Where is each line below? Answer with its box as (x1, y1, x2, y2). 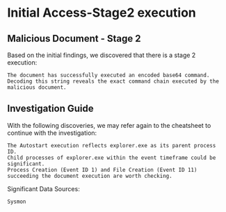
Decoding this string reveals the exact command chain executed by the (7, 78, 219, 85)
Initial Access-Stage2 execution (7, 5, 196, 21)
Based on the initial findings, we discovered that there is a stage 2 (7, 51, 196, 59)
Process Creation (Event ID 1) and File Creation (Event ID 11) (7, 166, 197, 173)
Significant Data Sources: (7, 184, 80, 193)
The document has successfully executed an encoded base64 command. (7, 72, 210, 79)
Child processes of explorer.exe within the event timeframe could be (7, 154, 216, 161)
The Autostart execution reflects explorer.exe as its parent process (7, 142, 216, 149)
